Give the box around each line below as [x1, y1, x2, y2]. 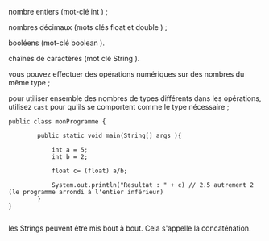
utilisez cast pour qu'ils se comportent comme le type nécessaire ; [8, 102, 230, 111]
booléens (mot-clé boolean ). [8, 38, 105, 48]
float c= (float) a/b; [51, 167, 128, 175]
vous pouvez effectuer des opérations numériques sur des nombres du [8, 69, 245, 79]
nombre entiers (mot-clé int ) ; [8, 7, 109, 16]
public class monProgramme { [8, 118, 106, 126]
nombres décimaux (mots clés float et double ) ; [8, 23, 168, 31]
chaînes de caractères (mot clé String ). [8, 54, 140, 63]
